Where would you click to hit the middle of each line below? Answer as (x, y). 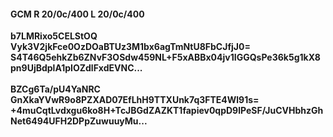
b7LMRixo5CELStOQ (54, 36)
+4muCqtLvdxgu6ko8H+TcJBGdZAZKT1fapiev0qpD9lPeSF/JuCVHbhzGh (167, 111)
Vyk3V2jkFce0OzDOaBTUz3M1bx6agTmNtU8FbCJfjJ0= (130, 47)
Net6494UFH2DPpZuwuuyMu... (79, 121)
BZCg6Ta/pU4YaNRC (55, 89)
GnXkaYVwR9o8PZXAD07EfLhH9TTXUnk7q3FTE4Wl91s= (135, 100)
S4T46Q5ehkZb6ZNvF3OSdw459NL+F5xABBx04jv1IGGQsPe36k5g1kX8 (165, 57)
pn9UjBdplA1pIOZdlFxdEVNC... (76, 68)
